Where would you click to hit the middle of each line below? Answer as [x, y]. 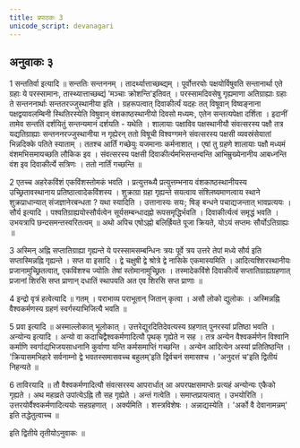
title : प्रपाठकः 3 [36, 17]
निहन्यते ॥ [24, 367]
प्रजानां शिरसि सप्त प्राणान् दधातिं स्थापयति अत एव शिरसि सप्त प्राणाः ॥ [106, 281]
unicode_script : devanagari [62, 26]
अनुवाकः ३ [31, 62]
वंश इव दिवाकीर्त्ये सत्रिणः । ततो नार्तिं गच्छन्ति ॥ [76, 164]
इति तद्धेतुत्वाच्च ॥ [34, 415]
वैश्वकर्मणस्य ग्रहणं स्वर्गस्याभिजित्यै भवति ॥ [68, 309]
